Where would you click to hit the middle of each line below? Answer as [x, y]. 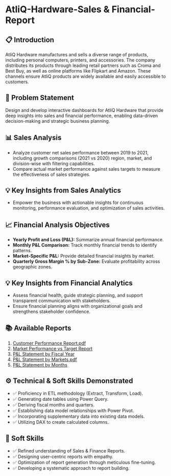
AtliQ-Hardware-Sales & [57, 9]
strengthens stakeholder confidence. [52, 312]
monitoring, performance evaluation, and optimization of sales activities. [89, 208]
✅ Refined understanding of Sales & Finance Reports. [69, 450]
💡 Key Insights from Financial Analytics [69, 283]
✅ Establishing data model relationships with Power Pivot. [73, 411]
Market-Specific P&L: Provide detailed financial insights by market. [83, 256]
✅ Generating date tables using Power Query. [60, 399]
